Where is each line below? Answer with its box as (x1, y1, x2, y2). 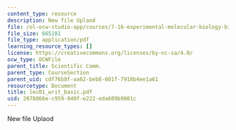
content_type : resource (7, 10, 77, 18)
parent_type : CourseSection (7, 69, 90, 76)
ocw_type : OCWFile (7, 56, 61, 63)
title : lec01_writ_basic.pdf (7, 89, 93, 96)
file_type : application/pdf (7, 37, 90, 44)
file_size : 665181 (7, 30, 61, 37)
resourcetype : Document (7, 82, 77, 89)
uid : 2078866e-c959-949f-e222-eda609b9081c (7, 96, 137, 103)
